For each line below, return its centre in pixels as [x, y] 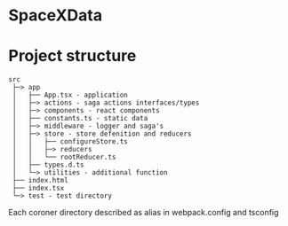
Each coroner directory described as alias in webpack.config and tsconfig [144, 213]
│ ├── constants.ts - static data [80, 119]
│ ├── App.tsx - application [70, 95]
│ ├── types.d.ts [48, 165]
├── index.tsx [38, 188]
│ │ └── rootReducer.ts [64, 157]
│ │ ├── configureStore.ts [70, 142]
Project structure [72, 56]
